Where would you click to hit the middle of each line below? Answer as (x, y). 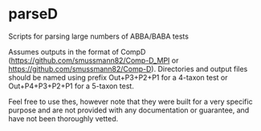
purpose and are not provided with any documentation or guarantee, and (129, 110)
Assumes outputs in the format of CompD (77, 51)
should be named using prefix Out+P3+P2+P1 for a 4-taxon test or (118, 77)
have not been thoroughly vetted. (63, 118)
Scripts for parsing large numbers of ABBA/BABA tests (98, 36)
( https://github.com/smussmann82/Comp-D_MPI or (94, 60)
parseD (33, 14)
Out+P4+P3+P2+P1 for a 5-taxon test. (71, 86)
